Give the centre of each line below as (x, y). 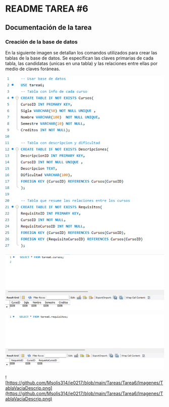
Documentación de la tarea (48, 27)
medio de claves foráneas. (33, 69)
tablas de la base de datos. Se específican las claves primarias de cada (79, 58)
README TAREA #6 (47, 9)
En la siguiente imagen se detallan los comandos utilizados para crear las (81, 52)
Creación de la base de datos (42, 42)
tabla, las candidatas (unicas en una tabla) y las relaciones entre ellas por (81, 63)
